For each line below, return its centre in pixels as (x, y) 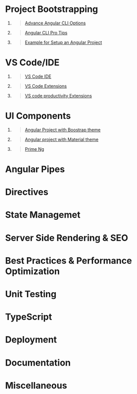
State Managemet (43, 215)
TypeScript (29, 317)
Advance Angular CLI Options (55, 23)
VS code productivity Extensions (58, 95)
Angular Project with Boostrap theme (63, 130)
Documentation (38, 363)
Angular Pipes (35, 169)
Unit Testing (31, 294)
